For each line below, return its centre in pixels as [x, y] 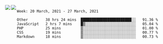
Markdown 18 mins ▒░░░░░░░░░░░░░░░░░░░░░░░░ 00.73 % [88, 37]
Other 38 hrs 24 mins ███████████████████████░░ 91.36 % [88, 20]
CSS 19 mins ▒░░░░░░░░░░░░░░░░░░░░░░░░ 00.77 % [88, 32]
